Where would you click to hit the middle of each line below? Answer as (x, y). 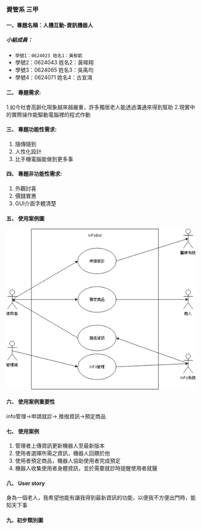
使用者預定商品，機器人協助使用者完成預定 (68, 461)
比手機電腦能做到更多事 (44, 159)
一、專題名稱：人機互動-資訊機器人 (50, 25)
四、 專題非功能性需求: (34, 174)
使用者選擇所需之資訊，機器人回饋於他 (62, 453)
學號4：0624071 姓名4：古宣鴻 (54, 78)
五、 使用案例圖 (26, 218)
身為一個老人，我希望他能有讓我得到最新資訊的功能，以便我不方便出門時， (98, 498)
